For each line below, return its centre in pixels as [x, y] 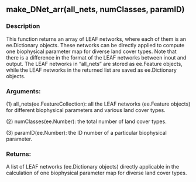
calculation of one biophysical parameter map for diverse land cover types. [97, 173]
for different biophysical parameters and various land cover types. [86, 110]
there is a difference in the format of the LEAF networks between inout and [96, 57]
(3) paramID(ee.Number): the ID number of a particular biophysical [86, 132]
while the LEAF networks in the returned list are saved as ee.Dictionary [92, 70]
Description [23, 26]
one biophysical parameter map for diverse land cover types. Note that [91, 51]
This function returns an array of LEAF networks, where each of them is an [96, 39]
